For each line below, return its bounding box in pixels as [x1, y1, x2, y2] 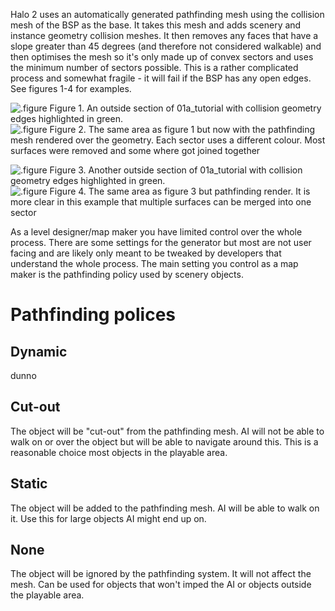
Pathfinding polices [10, 304, 177, 326]
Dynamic [10, 343, 68, 360]
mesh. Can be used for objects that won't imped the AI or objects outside [10, 579, 312, 591]
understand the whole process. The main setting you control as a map [10, 258, 299, 269]
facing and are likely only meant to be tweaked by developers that [10, 247, 282, 259]
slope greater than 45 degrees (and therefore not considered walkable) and [10, 40, 322, 52]
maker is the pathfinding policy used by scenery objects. [10, 269, 244, 280]
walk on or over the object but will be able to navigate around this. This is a [10, 435, 319, 448]
